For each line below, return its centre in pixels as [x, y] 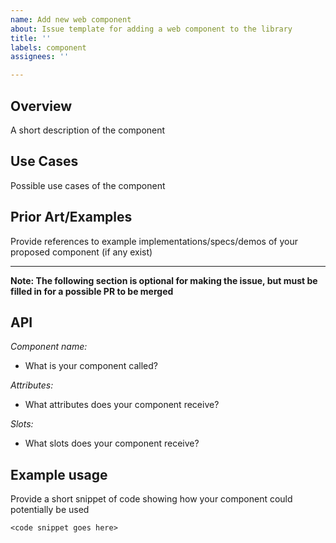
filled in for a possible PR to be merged [92, 291]
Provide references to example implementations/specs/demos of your [154, 241]
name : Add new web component [71, 19]
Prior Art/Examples [71, 217]
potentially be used [50, 510]
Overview [41, 106]
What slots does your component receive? [112, 443]
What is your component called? [91, 366]
